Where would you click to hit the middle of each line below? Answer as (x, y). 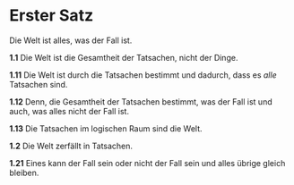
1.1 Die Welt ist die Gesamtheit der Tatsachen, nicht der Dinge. (124, 57)
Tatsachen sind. (39, 84)
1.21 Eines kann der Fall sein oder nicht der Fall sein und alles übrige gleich (147, 163)
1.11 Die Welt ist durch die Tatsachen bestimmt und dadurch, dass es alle (143, 75)
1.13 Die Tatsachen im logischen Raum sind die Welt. (106, 128)
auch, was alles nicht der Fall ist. (69, 111)
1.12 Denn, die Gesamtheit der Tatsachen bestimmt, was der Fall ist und (141, 101)
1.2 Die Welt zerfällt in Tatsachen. (71, 146)
